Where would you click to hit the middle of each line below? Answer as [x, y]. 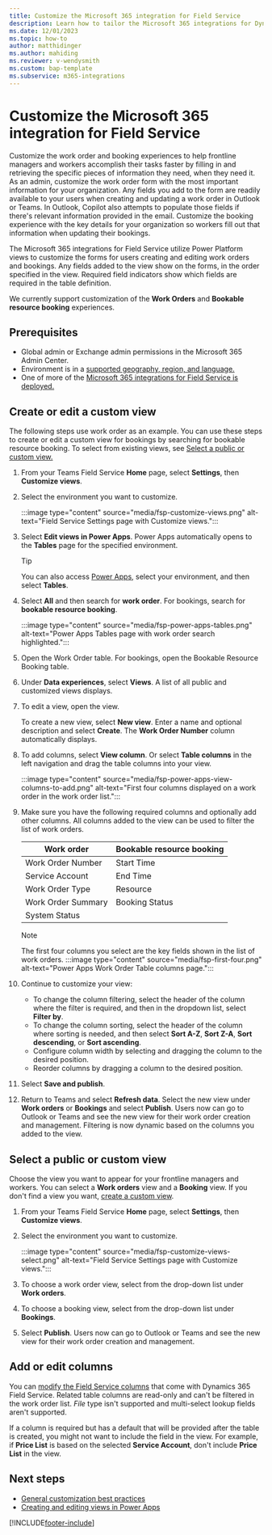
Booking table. [45, 667]
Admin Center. [45, 361]
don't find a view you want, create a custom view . [92, 1196]
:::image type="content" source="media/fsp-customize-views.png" [133, 512]
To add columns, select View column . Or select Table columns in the [136, 755]
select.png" [40, 1260]
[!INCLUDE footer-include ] [52, 1522]
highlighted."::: [45, 643]
